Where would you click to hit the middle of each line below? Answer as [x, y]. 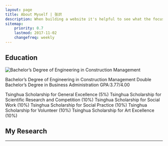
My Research [26, 131]
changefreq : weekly [34, 38]
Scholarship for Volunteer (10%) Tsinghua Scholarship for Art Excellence [80, 110]
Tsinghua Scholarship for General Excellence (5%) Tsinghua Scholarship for [83, 94]
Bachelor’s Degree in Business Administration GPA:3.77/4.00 [67, 85]
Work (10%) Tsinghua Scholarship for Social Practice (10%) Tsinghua [76, 105]
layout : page [19, 10]
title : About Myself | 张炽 [34, 14]
